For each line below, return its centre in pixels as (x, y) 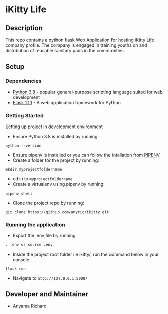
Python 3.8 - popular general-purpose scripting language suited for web (88, 92)
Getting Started (24, 115)
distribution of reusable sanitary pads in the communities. (65, 51)
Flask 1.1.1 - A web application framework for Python (67, 102)
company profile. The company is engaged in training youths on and (76, 45)
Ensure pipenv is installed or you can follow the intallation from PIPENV (86, 155)
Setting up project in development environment (54, 127)
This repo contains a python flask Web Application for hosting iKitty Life (80, 40)
